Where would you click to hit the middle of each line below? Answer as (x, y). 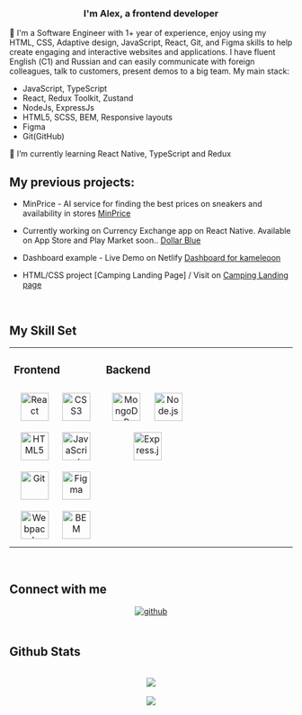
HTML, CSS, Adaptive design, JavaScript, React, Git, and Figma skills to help (151, 42)
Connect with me (58, 590)
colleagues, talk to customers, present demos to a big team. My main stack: (150, 71)
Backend (128, 371)
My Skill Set (43, 331)
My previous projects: (72, 182)
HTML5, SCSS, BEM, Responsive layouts (98, 117)
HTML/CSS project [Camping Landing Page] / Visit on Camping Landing (155, 275)
